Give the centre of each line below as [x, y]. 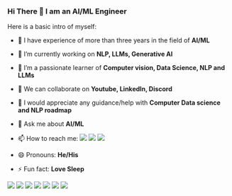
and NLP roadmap [45, 110]
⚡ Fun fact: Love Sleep [51, 169]
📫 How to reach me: [48, 139]
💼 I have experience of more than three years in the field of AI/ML [114, 40]
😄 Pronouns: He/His [48, 155]
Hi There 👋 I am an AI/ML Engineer [67, 11]
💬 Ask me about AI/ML [51, 124]
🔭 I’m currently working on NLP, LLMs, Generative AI [95, 54]
